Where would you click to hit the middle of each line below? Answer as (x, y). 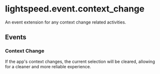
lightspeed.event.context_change (75, 9)
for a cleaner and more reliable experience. (48, 66)
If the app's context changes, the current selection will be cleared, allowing (80, 62)
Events (16, 37)
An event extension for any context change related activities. (66, 22)
